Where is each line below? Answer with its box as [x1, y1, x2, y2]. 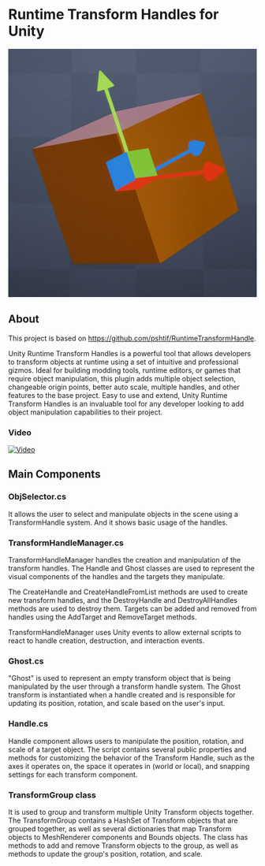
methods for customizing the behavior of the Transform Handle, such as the [8, 753, 255, 762]
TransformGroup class [8, 790, 97, 801]
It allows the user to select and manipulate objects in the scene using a [8, 509, 238, 518]
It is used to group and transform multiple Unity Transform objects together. [8, 807, 255, 816]
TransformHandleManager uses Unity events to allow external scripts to [8, 628, 242, 637]
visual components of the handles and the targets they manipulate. [8, 572, 226, 582]
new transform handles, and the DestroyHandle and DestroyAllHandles [8, 596, 238, 605]
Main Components [8, 467, 101, 481]
